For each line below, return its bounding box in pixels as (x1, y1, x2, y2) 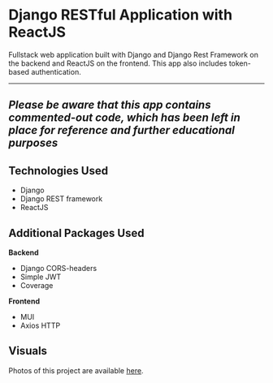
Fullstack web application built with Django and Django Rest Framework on (8, 49, 258, 59)
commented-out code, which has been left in (8, 111, 241, 125)
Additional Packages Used (8, 226, 145, 240)
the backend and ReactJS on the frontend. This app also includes (8, 58, 227, 68)
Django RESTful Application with (8, 6, 233, 24)
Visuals (8, 344, 47, 358)
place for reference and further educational (8, 123, 236, 137)
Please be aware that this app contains (8, 98, 211, 112)
